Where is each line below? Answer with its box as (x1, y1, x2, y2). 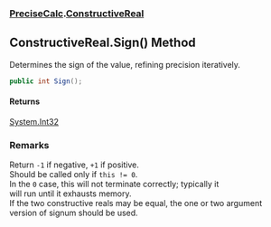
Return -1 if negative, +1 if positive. (9, 159, 140, 170)
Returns (9, 96, 41, 107)
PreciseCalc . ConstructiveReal (9, 7, 145, 20)
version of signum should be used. (9, 207, 138, 219)
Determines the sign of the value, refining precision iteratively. (9, 59, 241, 70)
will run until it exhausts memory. (9, 188, 133, 199)
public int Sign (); (9, 76, 83, 86)
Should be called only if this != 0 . (9, 169, 138, 180)
